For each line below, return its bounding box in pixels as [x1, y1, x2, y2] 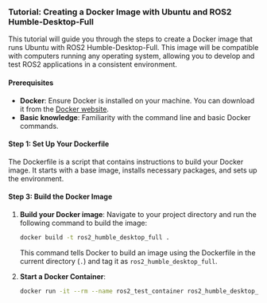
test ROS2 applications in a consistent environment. [8, 60, 177, 69]
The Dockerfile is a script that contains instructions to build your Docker [8, 157, 244, 166]
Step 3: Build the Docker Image [8, 192, 113, 201]
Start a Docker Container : [19, 271, 106, 281]
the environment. [8, 173, 64, 183]
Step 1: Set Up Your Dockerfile [8, 139, 110, 149]
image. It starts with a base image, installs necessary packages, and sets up [8, 165, 257, 175]
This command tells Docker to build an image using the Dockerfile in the [19, 247, 256, 257]
